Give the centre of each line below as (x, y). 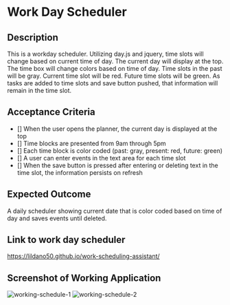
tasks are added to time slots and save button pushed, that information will (113, 83)
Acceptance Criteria (51, 112)
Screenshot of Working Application (84, 278)
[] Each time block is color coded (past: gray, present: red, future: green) (120, 150)
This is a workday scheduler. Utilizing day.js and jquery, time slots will (105, 54)
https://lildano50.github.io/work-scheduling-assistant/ (83, 256)
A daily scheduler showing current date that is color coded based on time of (115, 211)
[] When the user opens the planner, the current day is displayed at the (117, 129)
